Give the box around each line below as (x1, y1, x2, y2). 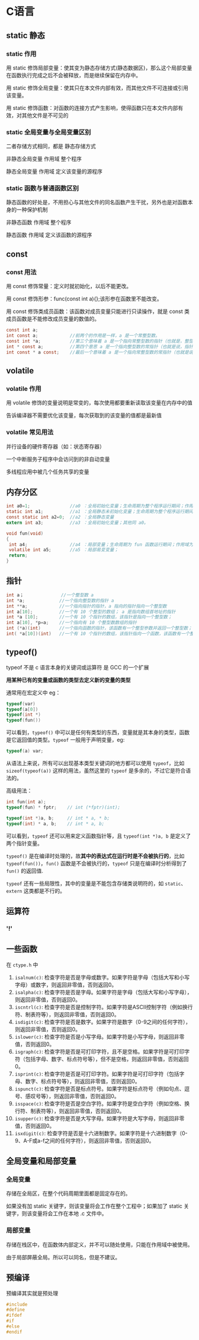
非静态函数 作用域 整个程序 (6, 219, 72, 226)
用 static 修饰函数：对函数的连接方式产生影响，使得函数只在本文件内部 (6, 104, 178, 111)
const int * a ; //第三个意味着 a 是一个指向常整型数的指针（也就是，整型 (6, 338, 194, 344)
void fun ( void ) (6, 530, 44, 536)
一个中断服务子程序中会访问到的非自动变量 (6, 455, 110, 463)
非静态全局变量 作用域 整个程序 (6, 155, 82, 163)
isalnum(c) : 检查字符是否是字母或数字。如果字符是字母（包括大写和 (14, 974, 179, 981)
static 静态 (6, 30, 46, 40)
